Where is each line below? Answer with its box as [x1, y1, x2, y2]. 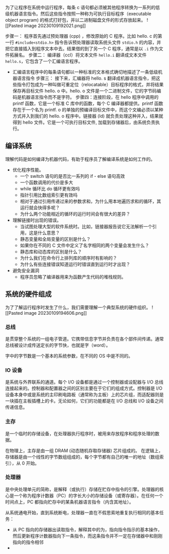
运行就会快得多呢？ [20, 204, 60, 211]
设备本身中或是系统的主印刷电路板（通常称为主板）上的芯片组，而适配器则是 [5, 392, 164, 398]
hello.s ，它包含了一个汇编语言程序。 [5, 58, 83, 64]
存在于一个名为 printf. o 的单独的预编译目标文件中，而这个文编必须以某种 [12, 107, 163, 112]
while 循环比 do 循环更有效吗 [20, 185, 80, 191]
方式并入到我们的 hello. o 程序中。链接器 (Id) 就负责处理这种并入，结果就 [12, 113, 163, 119]
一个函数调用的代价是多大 [20, 179, 73, 185]
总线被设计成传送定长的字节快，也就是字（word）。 [5, 342, 111, 348]
